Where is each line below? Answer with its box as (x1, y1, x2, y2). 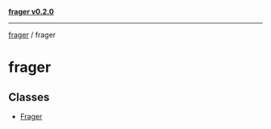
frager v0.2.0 (8, 7, 55, 16)
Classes (8, 90, 50, 104)
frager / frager (8, 30, 56, 40)
